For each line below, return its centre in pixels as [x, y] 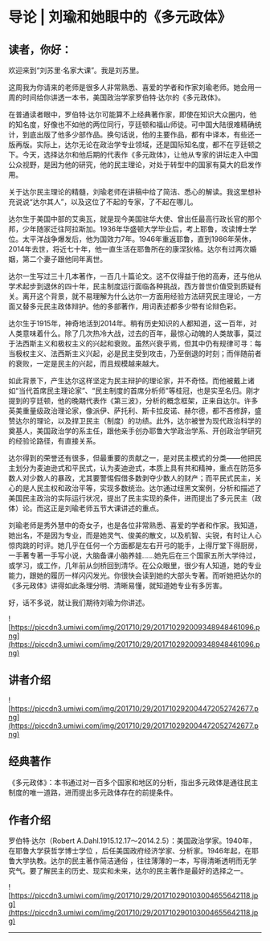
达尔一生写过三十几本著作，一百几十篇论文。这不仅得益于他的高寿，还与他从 [135, 276]
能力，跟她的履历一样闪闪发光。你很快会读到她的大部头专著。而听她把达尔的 [135, 575]
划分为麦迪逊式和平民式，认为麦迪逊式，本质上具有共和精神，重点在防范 [135, 468]
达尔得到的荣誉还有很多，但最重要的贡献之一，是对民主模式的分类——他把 [131, 458]
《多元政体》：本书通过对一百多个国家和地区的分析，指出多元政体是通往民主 [133, 782]
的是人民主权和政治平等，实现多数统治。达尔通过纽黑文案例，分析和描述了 [138, 488]
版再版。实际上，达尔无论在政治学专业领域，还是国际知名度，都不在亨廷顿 [131, 145]
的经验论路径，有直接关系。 [54, 441]
